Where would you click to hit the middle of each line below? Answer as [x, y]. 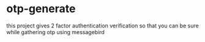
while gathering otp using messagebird [56, 32]
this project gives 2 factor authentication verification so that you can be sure [102, 26]
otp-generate [41, 9]
